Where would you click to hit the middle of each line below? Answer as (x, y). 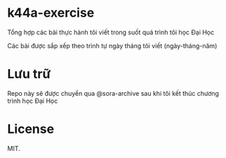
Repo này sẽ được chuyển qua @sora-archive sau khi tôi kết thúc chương (113, 93)
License (31, 129)
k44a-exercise (51, 13)
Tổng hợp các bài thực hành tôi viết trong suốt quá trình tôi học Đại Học (111, 32)
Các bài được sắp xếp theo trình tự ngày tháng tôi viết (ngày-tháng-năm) (112, 45)
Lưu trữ (29, 74)
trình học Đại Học (33, 101)
